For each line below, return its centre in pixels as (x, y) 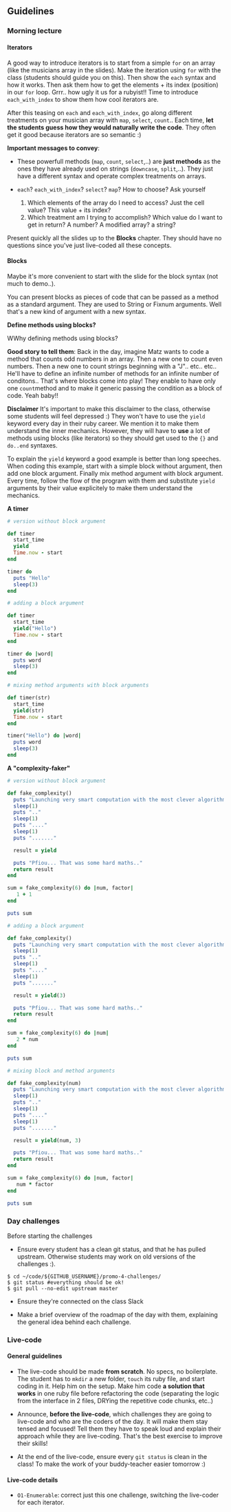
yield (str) (29, 711)
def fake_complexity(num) (44, 1083)
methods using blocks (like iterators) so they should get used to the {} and (113, 438)
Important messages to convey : (53, 148)
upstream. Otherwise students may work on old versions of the (106, 1257)
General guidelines (35, 1356)
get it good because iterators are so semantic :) (74, 134)
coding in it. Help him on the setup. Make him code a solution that (111, 1386)
